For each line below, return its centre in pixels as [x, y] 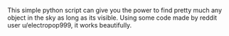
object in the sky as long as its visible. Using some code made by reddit [112, 18]
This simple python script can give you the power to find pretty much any [115, 10]
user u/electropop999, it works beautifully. [70, 25]
